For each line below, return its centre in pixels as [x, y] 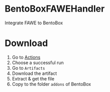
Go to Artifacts [28, 68]
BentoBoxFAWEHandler [55, 9]
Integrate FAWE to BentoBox [34, 23]
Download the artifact [34, 73]
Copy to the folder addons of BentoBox [51, 84]
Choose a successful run [38, 62]
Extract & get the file [33, 78]
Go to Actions [26, 57]
